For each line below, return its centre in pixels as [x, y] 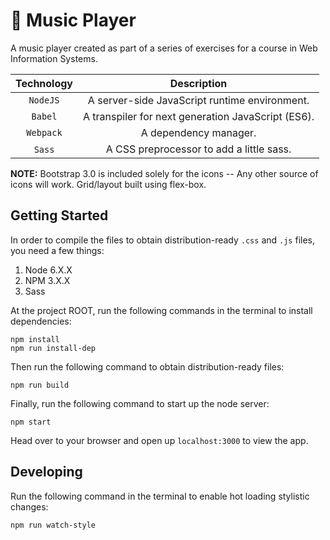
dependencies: [41, 321]
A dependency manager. [198, 132]
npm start [31, 422]
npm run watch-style [53, 525]
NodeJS [44, 100]
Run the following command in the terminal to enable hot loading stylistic [160, 496]
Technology [44, 83]
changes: [29, 506]
